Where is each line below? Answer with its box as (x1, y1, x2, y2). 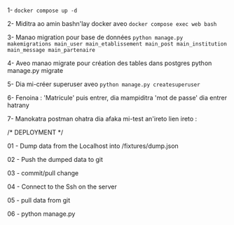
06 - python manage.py (7, 210, 76, 218)
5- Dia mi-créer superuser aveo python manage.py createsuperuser (7, 80, 201, 88)
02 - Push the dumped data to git (7, 156, 104, 163)
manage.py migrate (7, 67, 64, 74)
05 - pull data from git (7, 196, 71, 204)
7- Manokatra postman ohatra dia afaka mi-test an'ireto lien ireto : (7, 115, 198, 123)
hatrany (7, 101, 29, 109)
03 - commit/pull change (7, 169, 79, 177)
